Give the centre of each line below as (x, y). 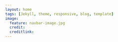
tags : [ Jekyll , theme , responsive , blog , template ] (59, 14)
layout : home (19, 9)
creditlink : (22, 32)
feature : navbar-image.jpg (37, 23)
